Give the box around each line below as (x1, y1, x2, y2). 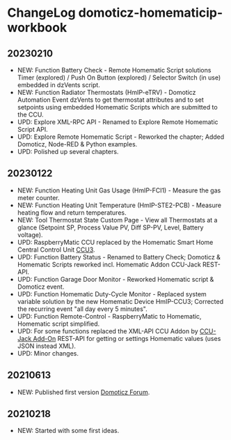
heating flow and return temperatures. (17, 208, 127, 217)
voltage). (17, 230, 43, 238)
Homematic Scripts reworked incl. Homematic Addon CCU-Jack (17, 260, 202, 268)
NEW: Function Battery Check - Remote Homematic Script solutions (17, 66, 212, 74)
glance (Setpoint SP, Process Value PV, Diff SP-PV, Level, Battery (17, 223, 204, 232)
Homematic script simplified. (17, 319, 100, 328)
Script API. (17, 126, 49, 133)
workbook (7, 20, 67, 36)
